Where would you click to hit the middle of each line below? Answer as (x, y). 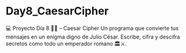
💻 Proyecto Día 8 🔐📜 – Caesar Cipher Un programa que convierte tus (92, 28)
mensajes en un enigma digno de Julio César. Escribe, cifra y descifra (93, 37)
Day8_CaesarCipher (57, 11)
